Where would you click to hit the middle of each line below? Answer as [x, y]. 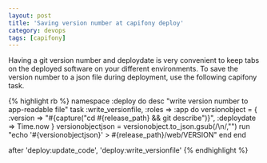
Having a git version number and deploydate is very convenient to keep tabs [134, 60]
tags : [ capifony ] [37, 38]
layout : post [30, 16]
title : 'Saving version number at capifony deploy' [96, 23]
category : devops [37, 30]
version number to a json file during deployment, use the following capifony [133, 77]
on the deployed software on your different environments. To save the [123, 69]
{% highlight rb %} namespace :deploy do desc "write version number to [128, 101]
